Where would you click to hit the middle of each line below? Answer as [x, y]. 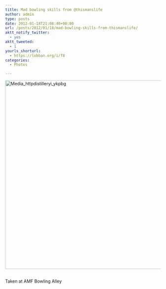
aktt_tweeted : [20, 42]
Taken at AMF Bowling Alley [34, 281]
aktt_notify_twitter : [27, 33]
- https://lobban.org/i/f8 [37, 55]
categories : [17, 60]
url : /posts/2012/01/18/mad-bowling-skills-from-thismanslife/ [72, 28]
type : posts [17, 19]
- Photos [19, 65]
